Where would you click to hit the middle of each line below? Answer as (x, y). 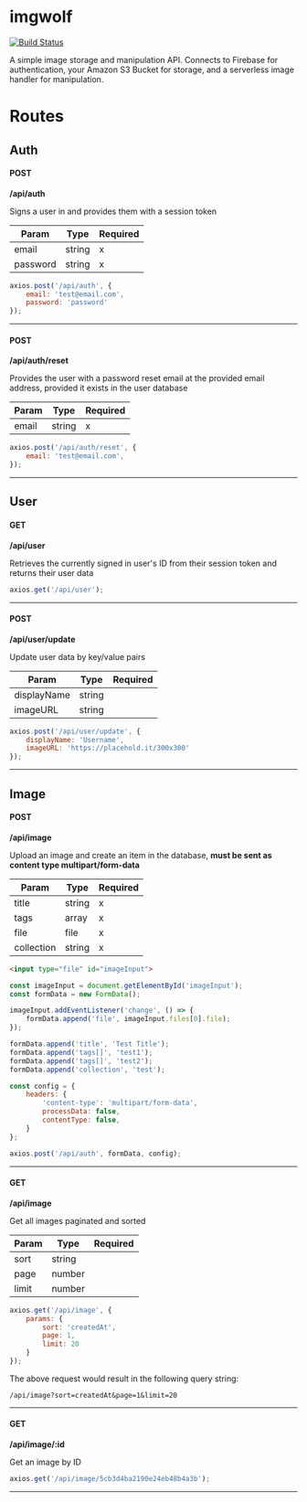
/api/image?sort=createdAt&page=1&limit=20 (94, 1395)
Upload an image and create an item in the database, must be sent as (141, 855)
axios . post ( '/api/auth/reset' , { (73, 448)
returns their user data (52, 572)
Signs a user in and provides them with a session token (113, 211)
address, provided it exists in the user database (99, 388)
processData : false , (81, 1112)
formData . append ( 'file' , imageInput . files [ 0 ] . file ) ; (128, 1019)
